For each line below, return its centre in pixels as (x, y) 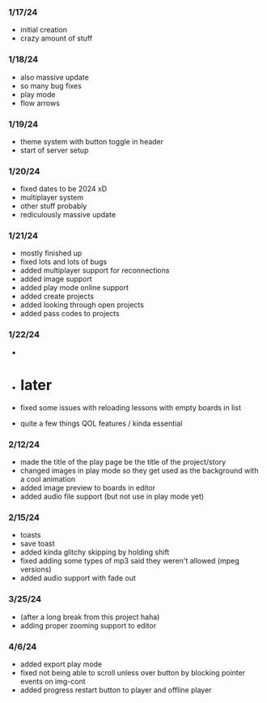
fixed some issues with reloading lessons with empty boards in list (130, 407)
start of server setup (54, 150)
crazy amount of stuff (56, 38)
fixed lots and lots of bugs (64, 262)
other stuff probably (53, 206)
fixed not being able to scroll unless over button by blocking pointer (132, 672)
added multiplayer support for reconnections (95, 271)
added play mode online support (74, 288)
